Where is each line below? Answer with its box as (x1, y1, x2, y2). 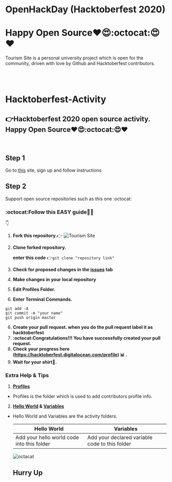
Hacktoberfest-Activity (5, 94, 106, 106)
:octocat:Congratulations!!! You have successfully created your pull (12, 335, 161, 341)
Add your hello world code (15, 434, 79, 441)
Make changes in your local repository (12, 277, 96, 283)
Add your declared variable (87, 434, 153, 441)
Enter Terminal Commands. (12, 296, 73, 303)
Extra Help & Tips (5, 371, 49, 379)
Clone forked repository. (12, 244, 67, 250)
